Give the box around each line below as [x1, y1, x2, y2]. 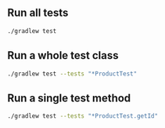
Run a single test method [7, 91, 131, 104]
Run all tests [7, 6, 69, 20]
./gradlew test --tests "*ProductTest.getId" [7, 112, 158, 120]
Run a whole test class [7, 49, 119, 62]
